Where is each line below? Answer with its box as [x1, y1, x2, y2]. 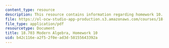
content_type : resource [5, 7, 55, 12]
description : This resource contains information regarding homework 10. [5, 12, 163, 17]
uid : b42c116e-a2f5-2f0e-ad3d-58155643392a [5, 35, 98, 40]
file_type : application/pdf [5, 21, 64, 26]
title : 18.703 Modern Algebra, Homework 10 [5, 30, 98, 35]
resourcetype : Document [5, 26, 55, 31]
